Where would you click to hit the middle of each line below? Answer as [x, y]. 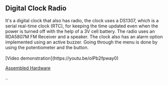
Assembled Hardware [28, 68]
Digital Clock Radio [36, 8]
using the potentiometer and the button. [47, 47]
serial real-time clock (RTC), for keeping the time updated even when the [82, 26]
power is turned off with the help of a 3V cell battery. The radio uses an [80, 31]
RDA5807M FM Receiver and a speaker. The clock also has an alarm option [84, 36]
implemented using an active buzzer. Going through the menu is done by [81, 42]
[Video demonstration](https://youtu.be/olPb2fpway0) [62, 58]
